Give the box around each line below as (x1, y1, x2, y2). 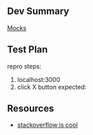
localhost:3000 (17, 75, 61, 83)
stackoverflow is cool (17, 121, 78, 129)
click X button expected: (17, 83, 87, 91)
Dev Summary (7, 6, 70, 17)
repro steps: (7, 62, 42, 70)
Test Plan (7, 44, 48, 56)
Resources (7, 103, 54, 114)
